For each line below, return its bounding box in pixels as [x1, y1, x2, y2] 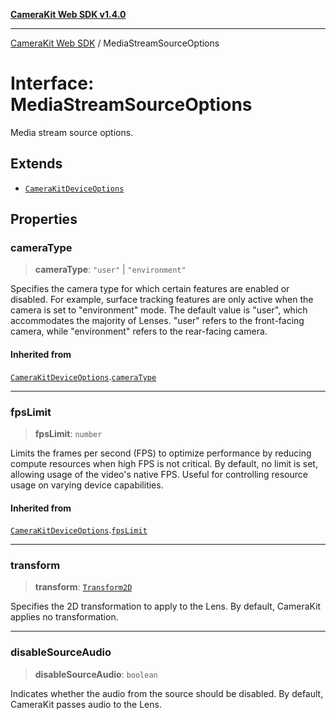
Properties [10, 211, 78, 228]
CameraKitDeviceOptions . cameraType [10, 370, 157, 383]
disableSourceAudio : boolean [34, 668, 158, 680]
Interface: [10, 72, 95, 95]
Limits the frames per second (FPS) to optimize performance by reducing [10, 447, 312, 459]
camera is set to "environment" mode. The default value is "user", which [10, 304, 308, 316]
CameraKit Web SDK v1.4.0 [10, 9, 127, 20]
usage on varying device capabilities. [10, 479, 164, 491]
